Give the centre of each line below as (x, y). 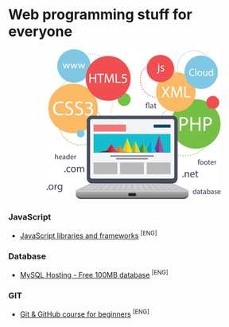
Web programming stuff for (100, 15)
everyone (41, 31)
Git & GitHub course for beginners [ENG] (84, 313)
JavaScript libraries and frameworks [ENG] (88, 235)
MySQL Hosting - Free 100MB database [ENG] (94, 274)
